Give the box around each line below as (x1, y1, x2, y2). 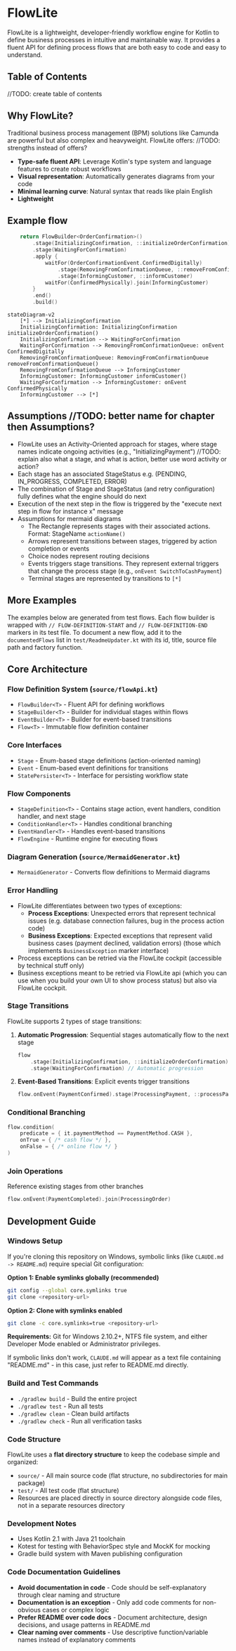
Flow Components (7, 789, 72, 798)
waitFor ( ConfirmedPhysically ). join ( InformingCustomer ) (44, 279, 209, 286)
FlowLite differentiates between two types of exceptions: (17, 901, 183, 910)
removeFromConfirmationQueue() (7, 360, 99, 367)
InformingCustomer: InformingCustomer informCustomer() (20, 373, 188, 380)
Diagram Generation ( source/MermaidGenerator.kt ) (7, 852, 181, 862)
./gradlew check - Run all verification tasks (17, 1416, 143, 1425)
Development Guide (7, 1215, 96, 1227)
